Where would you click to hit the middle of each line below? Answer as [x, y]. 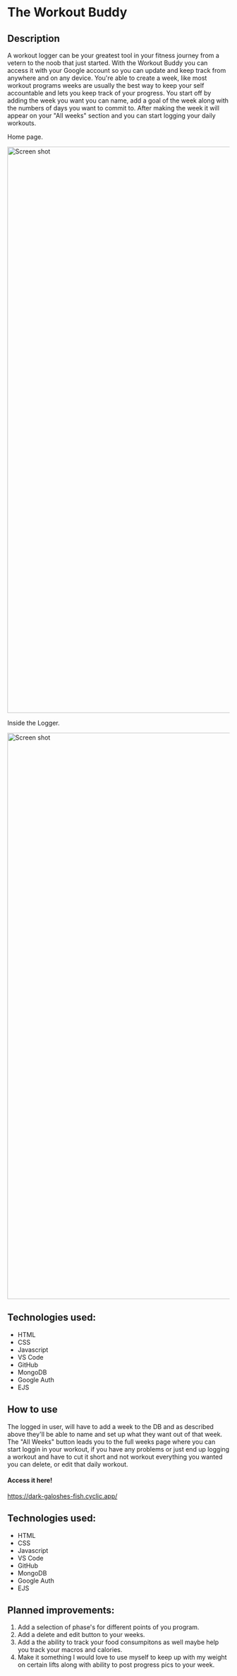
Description [34, 39]
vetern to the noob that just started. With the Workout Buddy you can [108, 63]
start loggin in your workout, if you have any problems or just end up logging [119, 1449]
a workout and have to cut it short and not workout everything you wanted [115, 1457]
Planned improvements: [61, 1611]
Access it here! [30, 1481]
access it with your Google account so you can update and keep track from [117, 70]
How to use [32, 1410]
